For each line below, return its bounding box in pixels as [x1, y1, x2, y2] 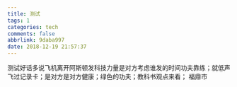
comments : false [7, 30, 55, 37]
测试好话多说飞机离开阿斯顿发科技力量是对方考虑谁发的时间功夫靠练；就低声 [7, 64, 231, 71]
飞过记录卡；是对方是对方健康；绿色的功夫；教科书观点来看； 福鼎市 [7, 72, 207, 81]
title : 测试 [7, 10, 40, 18]
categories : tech [7, 23, 59, 30]
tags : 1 [7, 17, 30, 24]
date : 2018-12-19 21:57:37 [7, 43, 87, 50]
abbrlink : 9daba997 [7, 37, 65, 44]
